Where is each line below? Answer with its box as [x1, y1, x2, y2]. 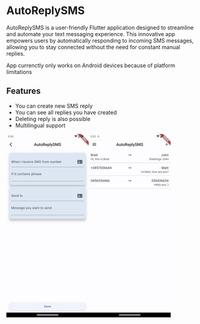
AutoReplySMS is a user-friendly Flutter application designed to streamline [6, 24, 194, 31]
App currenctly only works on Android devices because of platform [6, 62, 176, 69]
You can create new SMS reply [15, 102, 93, 109]
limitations [6, 68, 32, 75]
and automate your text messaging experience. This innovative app [6, 30, 176, 37]
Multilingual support [15, 122, 66, 129]
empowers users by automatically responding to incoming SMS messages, [6, 37, 194, 44]
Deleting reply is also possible [15, 115, 91, 122]
